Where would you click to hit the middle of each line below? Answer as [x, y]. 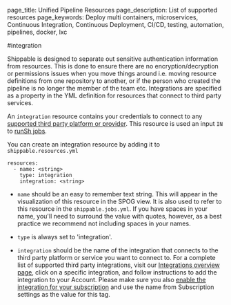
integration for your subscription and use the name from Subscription [115, 287]
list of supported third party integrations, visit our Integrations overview [119, 265]
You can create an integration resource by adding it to [84, 144]
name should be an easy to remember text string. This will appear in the [118, 194]
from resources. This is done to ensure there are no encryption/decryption [113, 66]
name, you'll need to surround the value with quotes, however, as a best [119, 216]
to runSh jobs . [27, 131]
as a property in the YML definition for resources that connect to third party [114, 95]
